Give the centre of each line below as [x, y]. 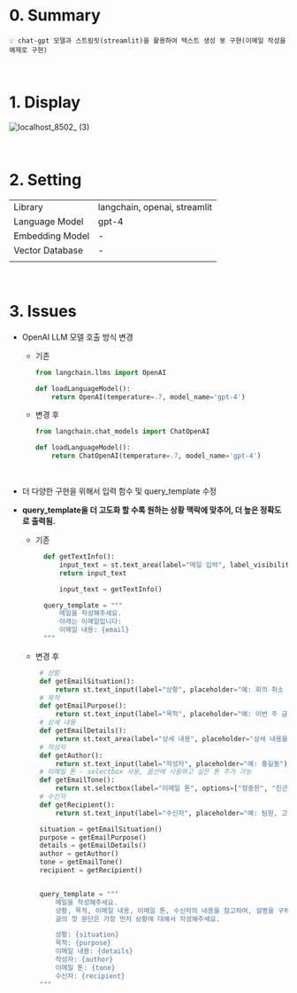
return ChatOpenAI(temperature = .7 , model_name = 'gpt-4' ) [156, 456]
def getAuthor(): [71, 755]
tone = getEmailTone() [81, 862]
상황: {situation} [87, 935]
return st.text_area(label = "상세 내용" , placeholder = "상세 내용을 [172, 739]
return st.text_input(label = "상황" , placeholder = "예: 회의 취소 [170, 689]
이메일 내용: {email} [94, 630]
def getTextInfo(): [79, 557]
